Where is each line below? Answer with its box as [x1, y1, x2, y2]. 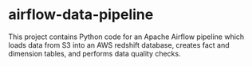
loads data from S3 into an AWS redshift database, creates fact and [8, 40, 230, 49]
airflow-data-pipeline [8, 6, 154, 24]
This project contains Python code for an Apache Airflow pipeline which [8, 32, 245, 41]
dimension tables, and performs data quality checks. [8, 49, 181, 58]
